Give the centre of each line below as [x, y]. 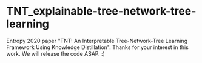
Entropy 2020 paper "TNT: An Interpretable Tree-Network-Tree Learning [97, 41]
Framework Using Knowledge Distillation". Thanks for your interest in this [98, 47]
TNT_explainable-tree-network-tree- [101, 11]
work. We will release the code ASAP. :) [56, 53]
